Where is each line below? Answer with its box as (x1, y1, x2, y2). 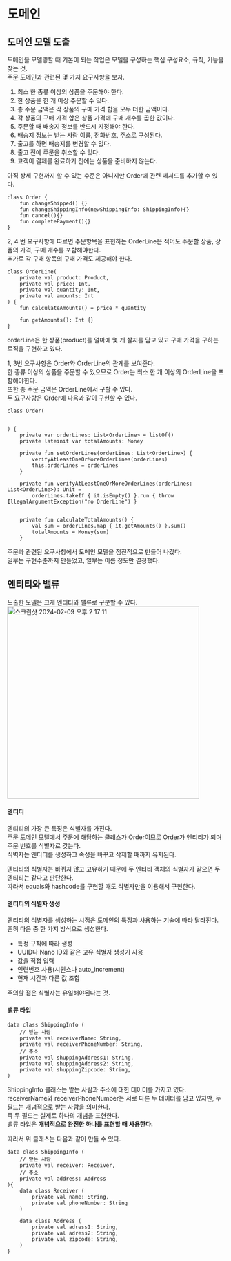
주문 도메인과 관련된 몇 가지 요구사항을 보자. (7, 73, 125, 81)
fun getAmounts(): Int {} (19, 317, 94, 324)
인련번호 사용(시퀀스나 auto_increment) (17, 966, 125, 974)
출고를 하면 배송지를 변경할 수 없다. (17, 140, 112, 147)
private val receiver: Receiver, (19, 1162, 116, 1169)
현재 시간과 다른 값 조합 (17, 974, 81, 982)
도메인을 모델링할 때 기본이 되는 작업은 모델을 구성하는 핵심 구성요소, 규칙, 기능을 (7, 56, 224, 64)
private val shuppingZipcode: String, (19, 1067, 131, 1074)
